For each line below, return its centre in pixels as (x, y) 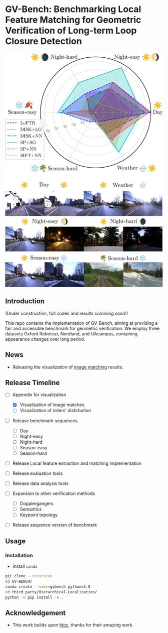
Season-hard (33, 453)
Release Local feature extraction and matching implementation (77, 463)
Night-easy (31, 436)
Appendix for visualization (39, 395)
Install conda (25, 566)
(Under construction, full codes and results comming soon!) (67, 313)
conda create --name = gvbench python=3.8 (48, 587)
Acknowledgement (35, 613)
